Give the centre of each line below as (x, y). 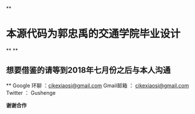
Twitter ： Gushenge (31, 92)
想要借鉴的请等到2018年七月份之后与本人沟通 (88, 70)
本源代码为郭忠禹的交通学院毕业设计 (93, 34)
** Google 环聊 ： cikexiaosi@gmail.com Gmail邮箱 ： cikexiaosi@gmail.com (97, 85)
